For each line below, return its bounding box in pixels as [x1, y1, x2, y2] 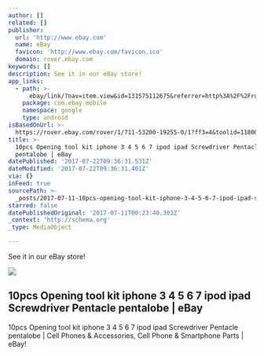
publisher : [8, 26, 44, 34]
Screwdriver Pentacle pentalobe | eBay [8, 302, 203, 315]
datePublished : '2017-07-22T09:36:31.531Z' [8, 158, 153, 166]
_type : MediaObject [8, 223, 72, 232]
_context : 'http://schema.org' [8, 216, 111, 224]
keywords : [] [8, 63, 51, 71]
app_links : [8, 77, 44, 85]
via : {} [8, 172, 34, 181]
